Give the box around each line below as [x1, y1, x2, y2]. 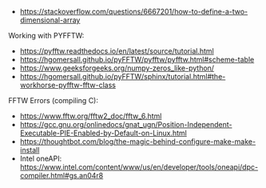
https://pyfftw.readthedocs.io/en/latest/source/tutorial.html [19, 46, 214, 55]
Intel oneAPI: [19, 154, 62, 163]
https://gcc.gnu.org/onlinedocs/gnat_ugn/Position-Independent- [19, 120, 232, 129]
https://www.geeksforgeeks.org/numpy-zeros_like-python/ [19, 63, 214, 73]
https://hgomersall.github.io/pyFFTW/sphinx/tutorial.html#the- [19, 72, 226, 81]
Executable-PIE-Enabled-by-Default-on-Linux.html [19, 128, 188, 138]
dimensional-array [19, 15, 81, 25]
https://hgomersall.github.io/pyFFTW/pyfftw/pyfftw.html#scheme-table [19, 55, 255, 64]
